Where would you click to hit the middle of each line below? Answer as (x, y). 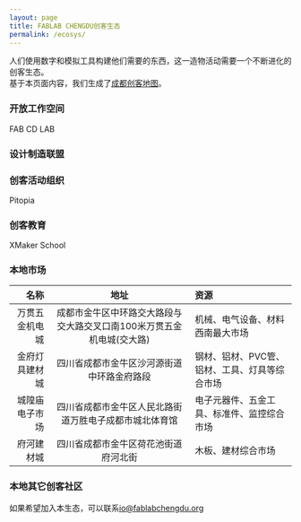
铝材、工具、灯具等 (235, 370)
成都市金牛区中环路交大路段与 (120, 313)
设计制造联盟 (37, 153)
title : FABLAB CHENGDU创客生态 (65, 26)
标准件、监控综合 (249, 413)
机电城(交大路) (120, 340)
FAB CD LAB (32, 129)
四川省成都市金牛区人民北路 (115, 407)
